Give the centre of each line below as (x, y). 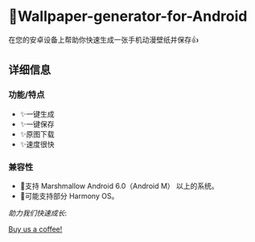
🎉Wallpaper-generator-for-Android (128, 16)
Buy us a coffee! (35, 229)
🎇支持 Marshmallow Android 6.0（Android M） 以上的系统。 (119, 186)
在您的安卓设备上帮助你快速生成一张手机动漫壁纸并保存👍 (103, 39)
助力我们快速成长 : (38, 213)
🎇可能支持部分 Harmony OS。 (69, 195)
